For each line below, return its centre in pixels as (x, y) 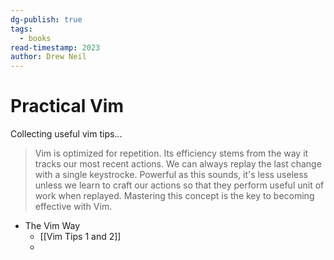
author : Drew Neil (48, 57)
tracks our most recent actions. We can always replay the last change (178, 164)
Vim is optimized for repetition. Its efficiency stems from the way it (171, 153)
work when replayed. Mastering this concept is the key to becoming (174, 196)
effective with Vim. (73, 207)
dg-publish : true (46, 19)
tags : (21, 29)
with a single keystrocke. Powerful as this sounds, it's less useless (171, 175)
